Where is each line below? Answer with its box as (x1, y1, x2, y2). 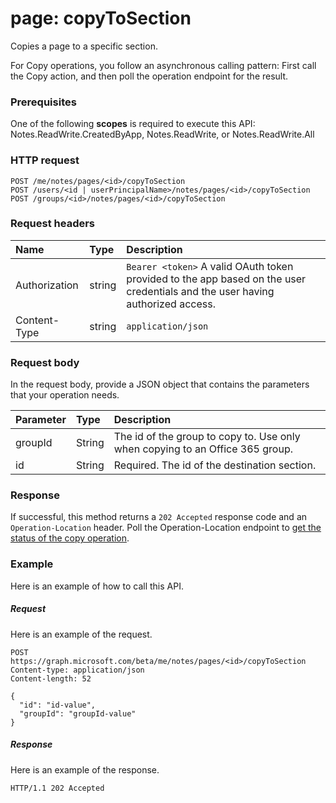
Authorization (15, 278, 79, 292)
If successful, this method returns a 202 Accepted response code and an (10, 511, 308, 523)
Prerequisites (10, 95, 77, 109)
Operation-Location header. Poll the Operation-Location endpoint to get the (10, 522, 322, 534)
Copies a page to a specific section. (10, 40, 158, 52)
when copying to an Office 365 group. (113, 442, 293, 456)
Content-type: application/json (10, 665, 145, 675)
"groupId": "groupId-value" (19, 708, 137, 719)
